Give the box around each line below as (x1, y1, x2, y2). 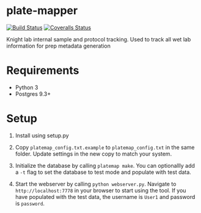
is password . (15, 200, 45, 207)
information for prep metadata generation (6, 42, 111, 49)
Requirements (6, 63, 79, 78)
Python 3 (15, 84, 38, 91)
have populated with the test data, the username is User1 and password (15, 193, 196, 200)
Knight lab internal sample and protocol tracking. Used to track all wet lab (6, 35, 191, 43)
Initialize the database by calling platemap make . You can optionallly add (15, 162, 196, 169)
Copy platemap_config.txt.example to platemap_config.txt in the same (15, 143, 195, 151)
